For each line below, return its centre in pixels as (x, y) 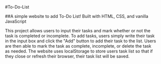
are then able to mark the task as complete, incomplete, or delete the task (78, 46)
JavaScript (16, 21)
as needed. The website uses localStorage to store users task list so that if (79, 51)
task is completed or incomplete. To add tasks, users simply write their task (80, 36)
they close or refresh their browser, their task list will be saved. (67, 56)
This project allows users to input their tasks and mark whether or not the (78, 31)
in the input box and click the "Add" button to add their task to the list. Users (80, 41)
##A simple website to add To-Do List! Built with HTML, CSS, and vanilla (77, 16)
